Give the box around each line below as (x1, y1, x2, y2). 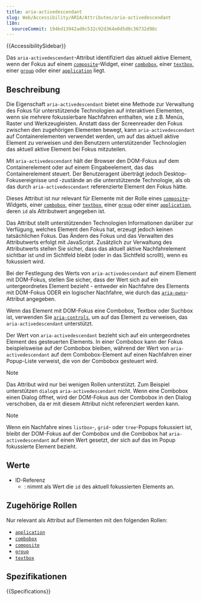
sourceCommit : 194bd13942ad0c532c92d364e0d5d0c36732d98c (11, 25, 158, 32)
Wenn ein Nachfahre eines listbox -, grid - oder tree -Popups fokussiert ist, (6, 424, 193, 431)
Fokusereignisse (6, 177, 47, 184)
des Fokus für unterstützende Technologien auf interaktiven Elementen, (6, 107, 185, 114)
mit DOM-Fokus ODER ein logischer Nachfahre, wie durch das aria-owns (6, 289, 186, 297)
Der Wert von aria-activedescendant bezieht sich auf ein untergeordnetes (6, 332, 191, 339)
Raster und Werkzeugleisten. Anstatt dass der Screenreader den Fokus (6, 120, 183, 127)
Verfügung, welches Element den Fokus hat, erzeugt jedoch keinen (6, 226, 173, 233)
